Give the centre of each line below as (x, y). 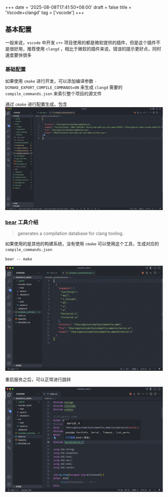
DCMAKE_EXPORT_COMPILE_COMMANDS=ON (42, 88)
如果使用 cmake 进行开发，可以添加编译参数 (49, 81)
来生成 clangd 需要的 (101, 88)
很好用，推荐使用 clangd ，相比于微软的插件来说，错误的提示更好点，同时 (85, 49)
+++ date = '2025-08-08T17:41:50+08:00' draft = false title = (68, 7)
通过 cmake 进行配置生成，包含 (36, 104)
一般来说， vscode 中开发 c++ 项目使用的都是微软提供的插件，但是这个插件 (81, 43)
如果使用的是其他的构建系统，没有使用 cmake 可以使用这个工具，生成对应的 (82, 244)
